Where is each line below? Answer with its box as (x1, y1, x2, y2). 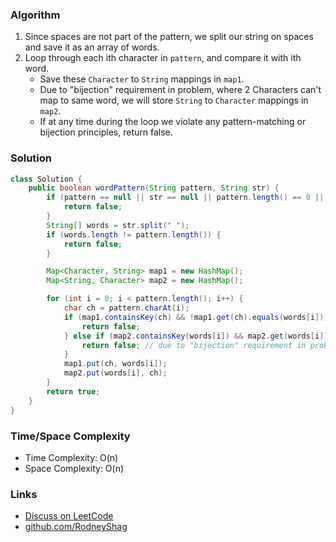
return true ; (46, 386, 101, 397)
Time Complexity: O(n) (24, 451, 119, 463)
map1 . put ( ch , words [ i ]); (63, 359, 168, 369)
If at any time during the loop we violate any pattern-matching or (39, 116, 307, 128)
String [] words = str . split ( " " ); (46, 220, 190, 230)
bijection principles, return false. (39, 126, 173, 138)
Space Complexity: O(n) (24, 462, 125, 474)
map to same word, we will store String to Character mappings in (39, 94, 309, 107)
